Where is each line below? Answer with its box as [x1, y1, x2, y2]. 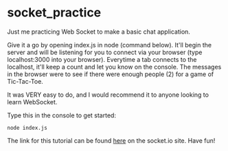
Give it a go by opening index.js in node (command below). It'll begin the [7, 40, 212, 49]
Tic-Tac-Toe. [7, 77, 43, 85]
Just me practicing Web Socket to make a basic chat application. [7, 27, 191, 36]
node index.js [7, 124, 48, 131]
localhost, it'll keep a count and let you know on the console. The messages [7, 62, 222, 71]
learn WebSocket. [7, 97, 58, 106]
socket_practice [7, 5, 102, 21]
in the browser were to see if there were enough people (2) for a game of [7, 70, 214, 78]
